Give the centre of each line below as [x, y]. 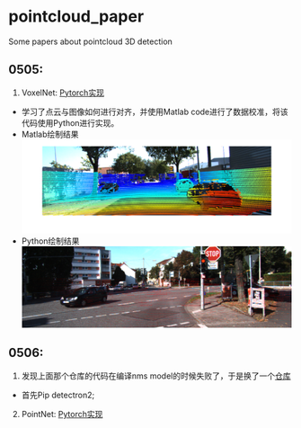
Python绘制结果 [50, 241]
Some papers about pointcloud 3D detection [90, 41]
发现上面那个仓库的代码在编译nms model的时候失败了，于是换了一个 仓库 [156, 376]
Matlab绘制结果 [50, 134]
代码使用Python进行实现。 [70, 122]
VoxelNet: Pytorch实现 [63, 93]
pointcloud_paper [76, 17]
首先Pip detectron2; [58, 395]
